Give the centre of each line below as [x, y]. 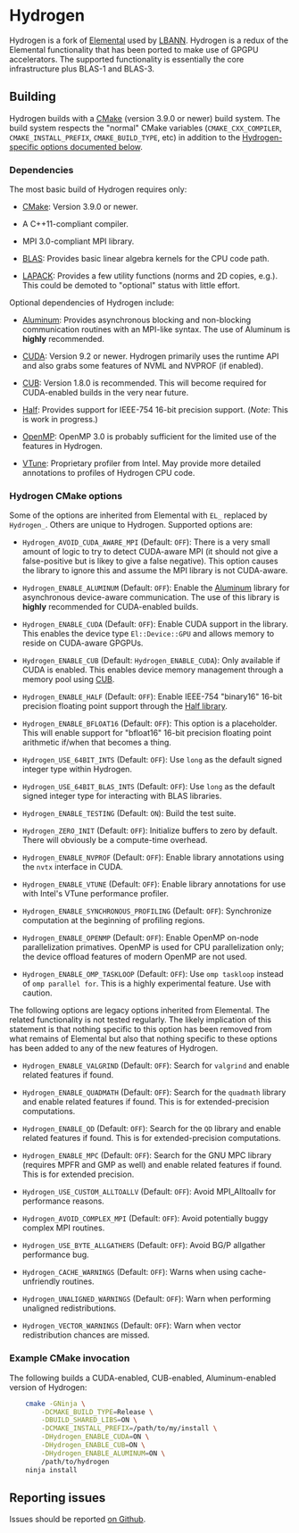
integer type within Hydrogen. [77, 770]
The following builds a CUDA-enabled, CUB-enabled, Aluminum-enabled [143, 1378]
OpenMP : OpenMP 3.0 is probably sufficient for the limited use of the [149, 437]
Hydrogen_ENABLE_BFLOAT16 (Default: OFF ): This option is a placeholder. [150, 723]
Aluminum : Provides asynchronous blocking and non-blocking [137, 320]
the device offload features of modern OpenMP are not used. [134, 957]
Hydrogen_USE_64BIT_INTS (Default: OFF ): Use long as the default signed [152, 760]
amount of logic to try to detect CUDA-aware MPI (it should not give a [150, 552]
